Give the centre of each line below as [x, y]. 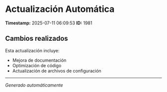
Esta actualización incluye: [32, 50]
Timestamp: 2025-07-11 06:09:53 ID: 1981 [49, 23]
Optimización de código [37, 65]
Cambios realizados [37, 39]
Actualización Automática [60, 9]
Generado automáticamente [34, 85]
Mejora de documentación [39, 60]
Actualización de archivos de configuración [57, 71]
